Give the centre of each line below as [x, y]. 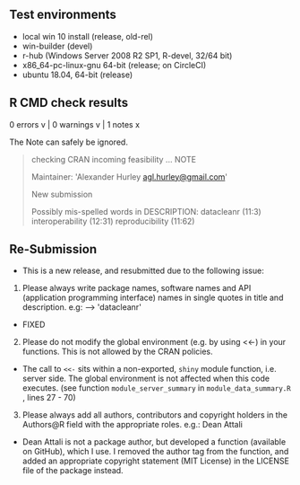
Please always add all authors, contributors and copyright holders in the [155, 415]
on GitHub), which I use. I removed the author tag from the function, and [155, 452]
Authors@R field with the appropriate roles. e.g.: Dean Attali [133, 425]
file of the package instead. [73, 471]
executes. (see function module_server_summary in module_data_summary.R [156, 388]
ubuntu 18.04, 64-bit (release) [77, 75]
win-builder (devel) [57, 46]
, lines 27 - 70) [49, 398]
